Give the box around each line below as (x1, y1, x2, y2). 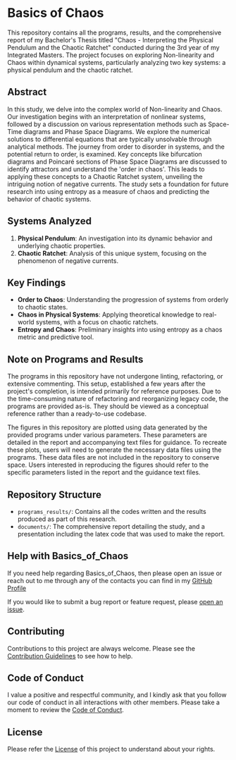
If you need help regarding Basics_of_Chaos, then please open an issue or (7, 569, 223, 577)
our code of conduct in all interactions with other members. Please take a (7, 698, 221, 706)
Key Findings (7, 276, 66, 288)
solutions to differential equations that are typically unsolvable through (7, 135, 212, 143)
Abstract (7, 86, 47, 98)
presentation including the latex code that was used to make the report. (17, 530, 225, 538)
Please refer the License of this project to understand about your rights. (7, 745, 216, 754)
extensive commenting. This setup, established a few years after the (7, 379, 206, 388)
